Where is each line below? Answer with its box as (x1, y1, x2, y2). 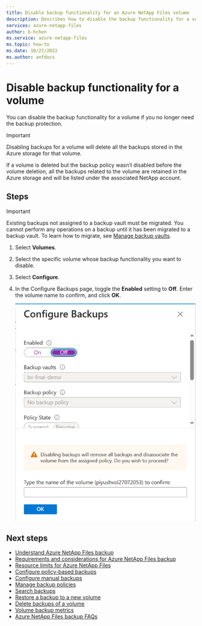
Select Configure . (14, 273, 60, 280)
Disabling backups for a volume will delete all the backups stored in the (6, 143, 183, 150)
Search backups (14, 587, 56, 595)
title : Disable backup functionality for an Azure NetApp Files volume (6, 10, 189, 16)
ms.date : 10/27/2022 (6, 48, 58, 54)
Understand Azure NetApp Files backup (14, 549, 114, 556)
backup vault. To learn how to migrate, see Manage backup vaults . (6, 232, 171, 239)
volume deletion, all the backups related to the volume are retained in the (6, 167, 187, 175)
